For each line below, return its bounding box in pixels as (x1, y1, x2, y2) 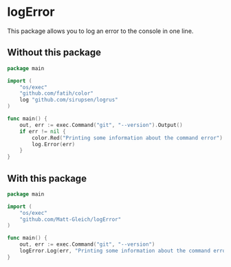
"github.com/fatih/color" (19, 90, 94, 97)
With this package (7, 172, 87, 184)
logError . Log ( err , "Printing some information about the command (19, 248, 211, 255)
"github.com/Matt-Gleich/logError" (19, 216, 122, 223)
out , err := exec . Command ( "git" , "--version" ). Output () (19, 121, 184, 128)
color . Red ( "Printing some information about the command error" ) (32, 135, 223, 141)
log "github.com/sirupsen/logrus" (19, 97, 118, 104)
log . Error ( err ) (32, 141, 76, 148)
